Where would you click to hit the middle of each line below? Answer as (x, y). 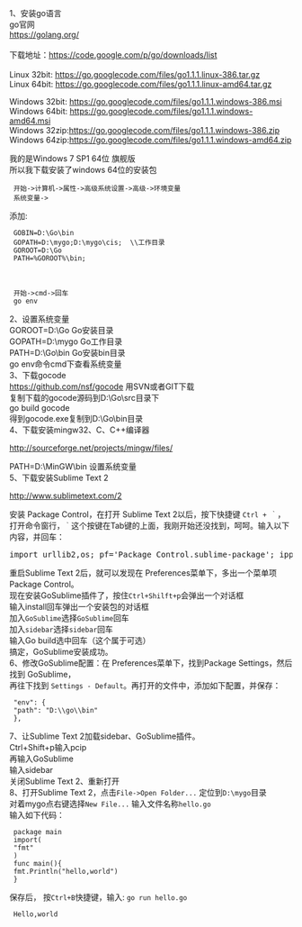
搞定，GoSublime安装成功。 (61, 652)
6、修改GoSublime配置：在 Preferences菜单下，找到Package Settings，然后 (151, 663)
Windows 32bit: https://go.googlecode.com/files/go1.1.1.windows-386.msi (146, 101)
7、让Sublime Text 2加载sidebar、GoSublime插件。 (105, 736)
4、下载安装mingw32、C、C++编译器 (80, 430)
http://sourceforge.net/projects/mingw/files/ (91, 448)
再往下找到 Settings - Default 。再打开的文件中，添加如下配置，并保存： (145, 686)
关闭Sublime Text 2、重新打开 (64, 781)
